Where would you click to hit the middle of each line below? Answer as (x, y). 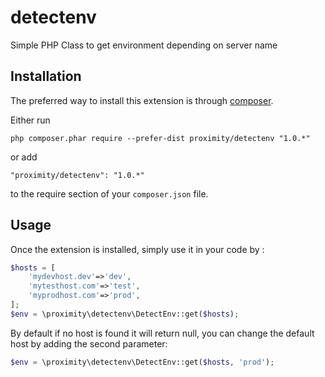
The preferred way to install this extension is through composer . (142, 100)
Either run (30, 120)
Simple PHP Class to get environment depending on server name (144, 45)
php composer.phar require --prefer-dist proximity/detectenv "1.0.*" (160, 138)
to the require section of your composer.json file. (109, 193)
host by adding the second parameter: (89, 343)
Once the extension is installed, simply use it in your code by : (137, 249)
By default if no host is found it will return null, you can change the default (162, 333)
